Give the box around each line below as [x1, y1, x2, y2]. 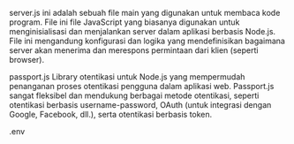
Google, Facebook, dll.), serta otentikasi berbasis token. [9, 110, 213, 119]
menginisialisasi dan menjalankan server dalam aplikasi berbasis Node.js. [9, 27, 276, 36]
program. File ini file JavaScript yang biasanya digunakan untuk [9, 17, 240, 27]
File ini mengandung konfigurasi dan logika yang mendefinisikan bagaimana [9, 35, 285, 46]
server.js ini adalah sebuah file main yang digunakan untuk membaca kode [9, 8, 281, 18]
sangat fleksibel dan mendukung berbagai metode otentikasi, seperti [9, 90, 260, 101]
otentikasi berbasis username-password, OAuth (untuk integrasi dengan [9, 100, 272, 110]
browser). [9, 55, 45, 64]
